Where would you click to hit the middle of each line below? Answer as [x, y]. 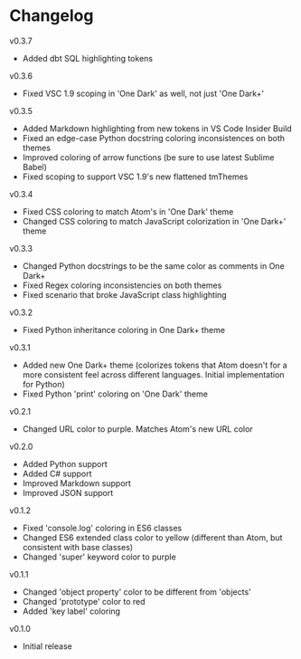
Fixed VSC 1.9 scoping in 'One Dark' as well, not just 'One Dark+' [143, 93]
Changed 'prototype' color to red [84, 601]
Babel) [35, 167]
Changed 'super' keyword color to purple [99, 557]
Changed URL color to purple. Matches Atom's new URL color [137, 429]
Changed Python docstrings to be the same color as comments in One [153, 266]
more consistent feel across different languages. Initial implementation [153, 374]
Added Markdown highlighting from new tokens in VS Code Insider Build [157, 129]
